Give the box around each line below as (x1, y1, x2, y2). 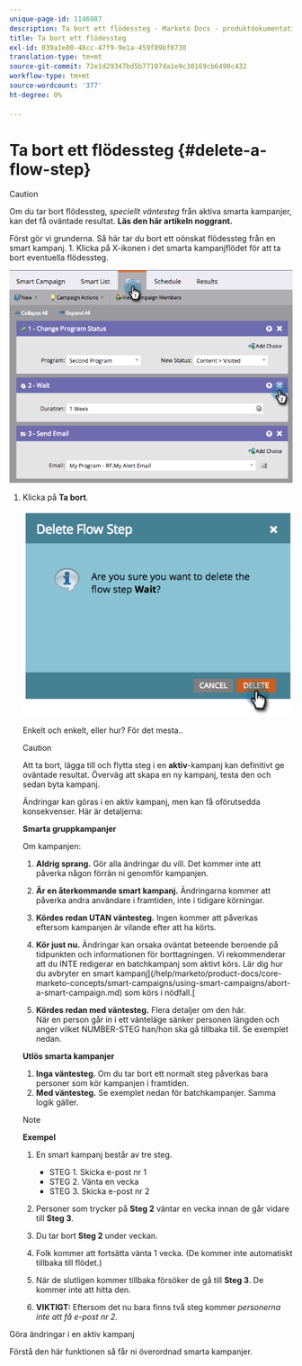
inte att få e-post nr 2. (35, 1311, 119, 1322)
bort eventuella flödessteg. (9, 252, 110, 263)
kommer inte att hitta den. (35, 1284, 132, 1295)
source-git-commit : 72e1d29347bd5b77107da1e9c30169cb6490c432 (9, 62, 247, 71)
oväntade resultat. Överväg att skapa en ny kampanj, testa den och (22, 769, 271, 780)
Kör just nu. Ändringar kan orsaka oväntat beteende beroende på (35, 939, 279, 950)
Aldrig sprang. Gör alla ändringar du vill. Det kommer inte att (35, 858, 262, 869)
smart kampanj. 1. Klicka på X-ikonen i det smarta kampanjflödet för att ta (9, 243, 281, 254)
